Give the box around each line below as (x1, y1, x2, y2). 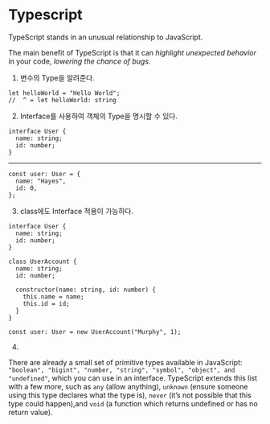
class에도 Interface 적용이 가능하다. (19, 206, 134, 216)
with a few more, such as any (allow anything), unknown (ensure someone (8, 381, 248, 391)
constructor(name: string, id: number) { (15, 286, 157, 294)
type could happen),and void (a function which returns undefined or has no (8, 398, 259, 408)
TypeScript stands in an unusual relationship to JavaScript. (8, 32, 203, 42)
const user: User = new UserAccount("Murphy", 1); (8, 327, 182, 335)
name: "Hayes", (15, 177, 67, 185)
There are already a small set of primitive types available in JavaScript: (8, 357, 243, 367)
